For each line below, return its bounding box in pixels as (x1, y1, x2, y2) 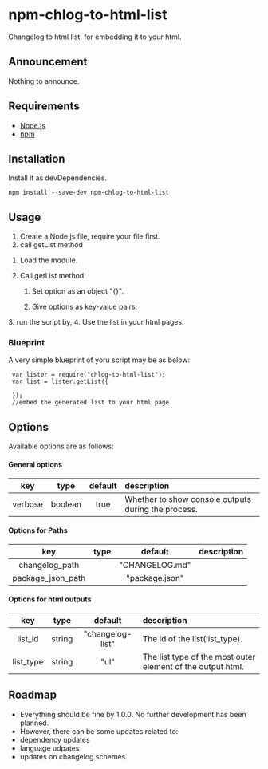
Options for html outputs (8, 594, 92, 604)
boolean (50, 499, 82, 510)
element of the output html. (142, 661, 245, 672)
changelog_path (18, 559, 80, 570)
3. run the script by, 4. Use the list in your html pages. (8, 317, 185, 327)
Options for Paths (8, 526, 68, 535)
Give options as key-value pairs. (31, 302, 138, 312)
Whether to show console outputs (124, 493, 251, 504)
